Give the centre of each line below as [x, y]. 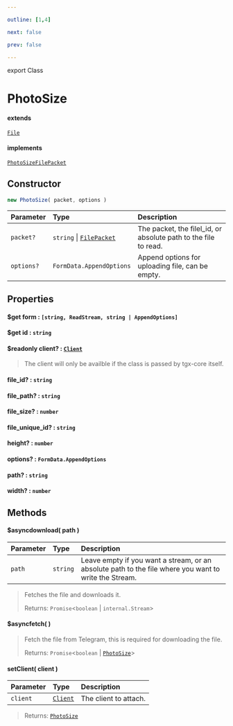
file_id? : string [30, 380]
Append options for [169, 257]
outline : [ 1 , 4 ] [29, 19]
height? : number [30, 443]
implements [25, 148]
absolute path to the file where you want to [150, 569]
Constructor [34, 184]
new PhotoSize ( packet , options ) [57, 200]
